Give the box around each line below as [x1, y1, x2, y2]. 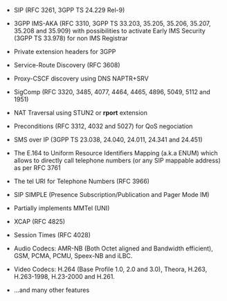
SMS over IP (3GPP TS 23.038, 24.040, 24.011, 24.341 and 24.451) [13, 135, 203, 144]
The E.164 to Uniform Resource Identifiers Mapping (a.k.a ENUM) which [13, 149, 218, 157]
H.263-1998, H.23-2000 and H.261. [13, 273, 116, 280]
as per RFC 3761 [13, 164, 61, 172]
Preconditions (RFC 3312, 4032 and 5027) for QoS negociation [13, 122, 193, 130]
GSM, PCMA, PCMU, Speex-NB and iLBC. [13, 252, 133, 259]
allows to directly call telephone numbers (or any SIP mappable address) [13, 156, 221, 164]
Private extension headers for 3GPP [13, 48, 116, 55]
